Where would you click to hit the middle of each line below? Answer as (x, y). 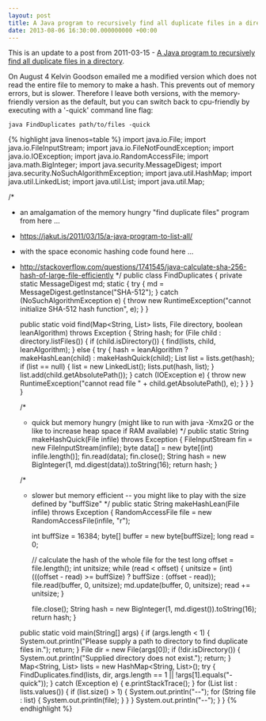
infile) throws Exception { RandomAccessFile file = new (122, 512)
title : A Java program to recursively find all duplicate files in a (125, 23)
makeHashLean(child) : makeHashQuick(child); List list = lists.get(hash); (137, 359)
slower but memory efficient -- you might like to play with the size (139, 496)
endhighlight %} (46, 709)
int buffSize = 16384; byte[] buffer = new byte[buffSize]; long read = (143, 536)
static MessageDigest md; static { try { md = (92, 284)
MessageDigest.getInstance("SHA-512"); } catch (99, 292)
